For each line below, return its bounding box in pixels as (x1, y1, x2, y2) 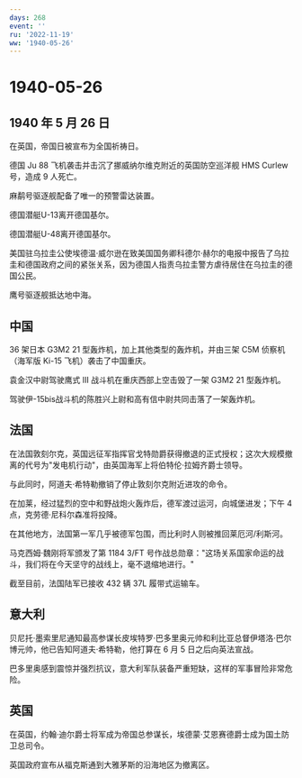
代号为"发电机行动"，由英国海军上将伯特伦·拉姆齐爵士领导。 (24, 459, 248, 470)
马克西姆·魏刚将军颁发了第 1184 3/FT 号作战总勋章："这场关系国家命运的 (9, 547, 277, 558)
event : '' (9, 22, 47, 31)
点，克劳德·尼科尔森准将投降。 (9, 508, 123, 519)
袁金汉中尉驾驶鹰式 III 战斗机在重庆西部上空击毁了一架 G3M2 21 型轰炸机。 (9, 375, 286, 386)
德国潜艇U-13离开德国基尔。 (9, 209, 114, 221)
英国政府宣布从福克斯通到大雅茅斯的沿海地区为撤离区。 (9, 759, 214, 770)
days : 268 (9, 13, 47, 23)
